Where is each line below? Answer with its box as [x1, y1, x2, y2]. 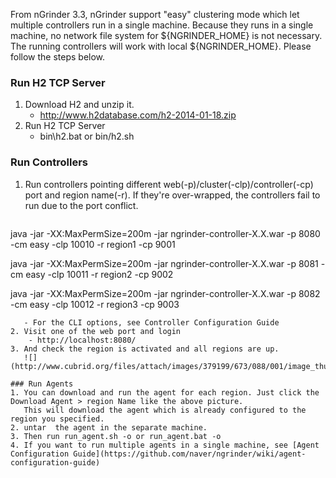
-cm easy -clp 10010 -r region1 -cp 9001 [10, 238, 176, 250]
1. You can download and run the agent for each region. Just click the [10, 387, 320, 398]
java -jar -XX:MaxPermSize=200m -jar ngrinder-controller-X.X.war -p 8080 [10, 227, 321, 239]
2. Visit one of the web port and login [10, 326, 182, 336]
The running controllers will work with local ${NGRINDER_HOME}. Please [10, 40, 312, 52]
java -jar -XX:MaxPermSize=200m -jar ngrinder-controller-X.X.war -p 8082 [10, 287, 321, 299]
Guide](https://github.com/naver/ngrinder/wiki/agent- [73, 449, 307, 459]
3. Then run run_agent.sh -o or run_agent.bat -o [10, 431, 222, 441]
